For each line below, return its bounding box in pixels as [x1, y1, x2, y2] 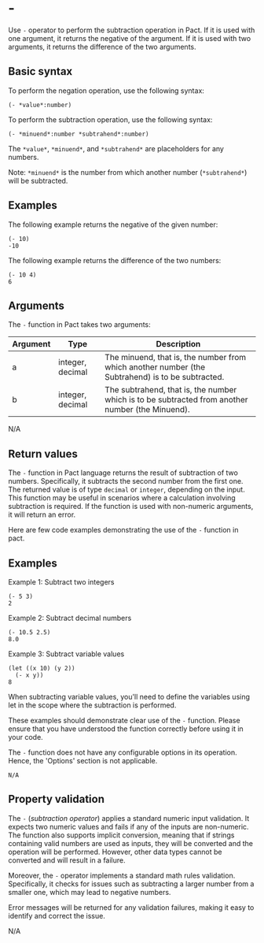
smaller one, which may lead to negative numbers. [8, 887, 171, 897]
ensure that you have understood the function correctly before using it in [8, 724, 244, 733]
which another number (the [104, 362, 206, 373]
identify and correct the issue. [8, 911, 106, 920]
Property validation [8, 793, 104, 806]
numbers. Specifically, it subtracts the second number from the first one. [8, 477, 244, 486]
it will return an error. [8, 510, 76, 519]
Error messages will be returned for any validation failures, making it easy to [8, 902, 255, 912]
